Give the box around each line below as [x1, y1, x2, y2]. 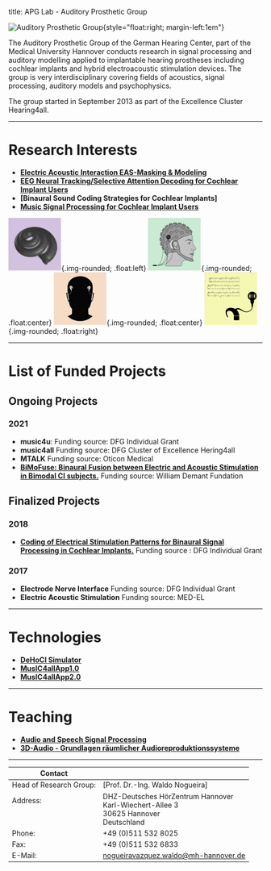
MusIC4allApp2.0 [19, 672, 81, 681]
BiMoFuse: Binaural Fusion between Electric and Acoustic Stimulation [19, 462, 259, 472]
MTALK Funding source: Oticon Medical [19, 453, 154, 463]
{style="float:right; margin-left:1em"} [102, 23, 225, 31]
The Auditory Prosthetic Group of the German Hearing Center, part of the [8, 38, 252, 48]
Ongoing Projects [8, 394, 98, 408]
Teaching [8, 707, 73, 726]
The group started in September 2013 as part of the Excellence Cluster [8, 97, 244, 106]
